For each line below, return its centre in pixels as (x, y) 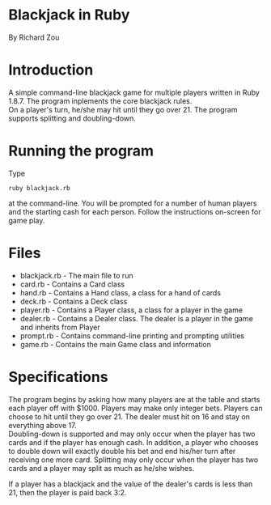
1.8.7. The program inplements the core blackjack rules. (100, 101)
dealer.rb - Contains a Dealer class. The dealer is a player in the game (136, 318)
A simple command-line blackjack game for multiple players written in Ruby (134, 92)
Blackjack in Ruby (69, 15)
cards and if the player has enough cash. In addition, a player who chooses (133, 442)
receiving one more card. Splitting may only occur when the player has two (133, 460)
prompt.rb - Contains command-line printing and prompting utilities (132, 335)
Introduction (51, 70)
